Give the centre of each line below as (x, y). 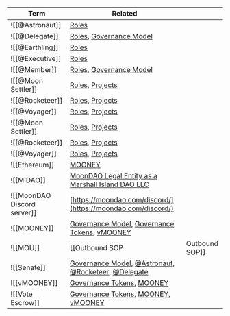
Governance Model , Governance (122, 224)
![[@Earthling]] (35, 47)
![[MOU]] (25, 248)
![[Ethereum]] (33, 165)
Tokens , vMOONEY (100, 232)
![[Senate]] (28, 268)
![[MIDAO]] (28, 180)
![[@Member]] (34, 70)
